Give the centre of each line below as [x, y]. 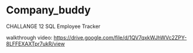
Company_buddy [49, 10]
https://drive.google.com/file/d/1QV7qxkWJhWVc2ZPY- [120, 37]
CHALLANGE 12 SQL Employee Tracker [53, 26]
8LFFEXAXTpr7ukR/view [36, 44]
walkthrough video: [29, 37]
